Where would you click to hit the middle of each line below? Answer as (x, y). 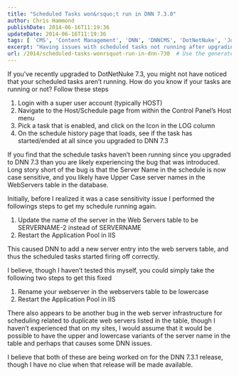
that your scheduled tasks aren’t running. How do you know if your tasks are (119, 81)
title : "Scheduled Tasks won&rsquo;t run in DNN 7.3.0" (92, 14)
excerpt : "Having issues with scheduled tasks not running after (106, 47)
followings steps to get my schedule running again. (82, 206)
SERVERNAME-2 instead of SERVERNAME (79, 227)
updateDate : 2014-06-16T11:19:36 (57, 34)
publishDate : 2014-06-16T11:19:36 (59, 27)
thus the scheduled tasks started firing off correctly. (84, 256)
